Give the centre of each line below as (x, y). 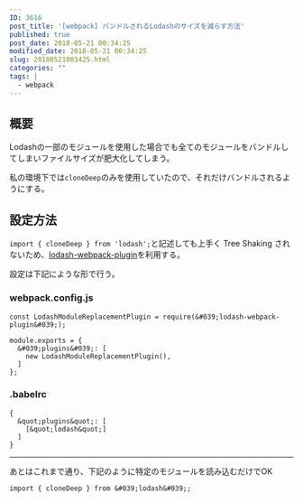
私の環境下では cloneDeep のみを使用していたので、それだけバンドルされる (146, 178)
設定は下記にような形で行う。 (64, 274)
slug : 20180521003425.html (60, 60)
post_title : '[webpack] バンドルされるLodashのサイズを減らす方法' (127, 26)
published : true (40, 34)
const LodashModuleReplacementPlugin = (84, 317)
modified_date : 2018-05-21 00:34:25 (78, 51)
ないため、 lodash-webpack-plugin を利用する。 (97, 255)
